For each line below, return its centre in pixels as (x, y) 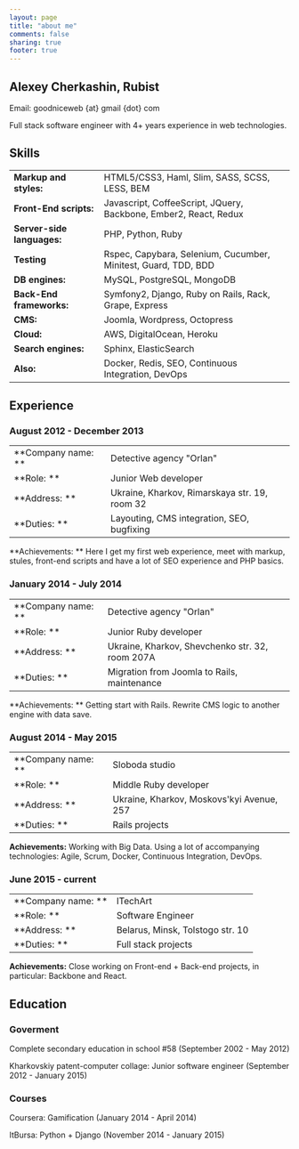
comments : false (39, 34)
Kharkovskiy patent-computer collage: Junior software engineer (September (149, 1066)
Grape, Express (136, 305)
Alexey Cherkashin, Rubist (85, 87)
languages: (38, 239)
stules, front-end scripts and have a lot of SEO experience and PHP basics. (147, 561)
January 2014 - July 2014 (65, 584)
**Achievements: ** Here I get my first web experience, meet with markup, (147, 552)
